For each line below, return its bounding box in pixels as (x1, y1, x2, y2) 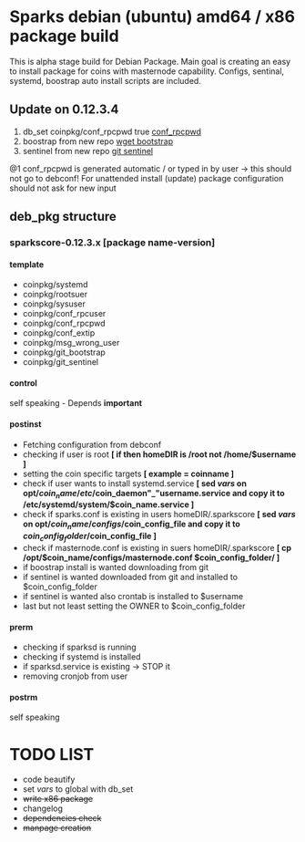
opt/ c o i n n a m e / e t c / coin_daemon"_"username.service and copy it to (22, 487, 285, 501)
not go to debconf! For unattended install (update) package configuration (9, 172, 284, 183)
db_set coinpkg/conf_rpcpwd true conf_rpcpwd (22, 126, 202, 137)
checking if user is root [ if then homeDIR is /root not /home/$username (22, 449, 297, 460)
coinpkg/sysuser (22, 298, 86, 309)
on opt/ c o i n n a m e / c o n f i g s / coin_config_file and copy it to (22, 518, 241, 532)
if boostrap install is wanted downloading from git (22, 562, 209, 573)
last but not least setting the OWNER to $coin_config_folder (22, 600, 246, 612)
